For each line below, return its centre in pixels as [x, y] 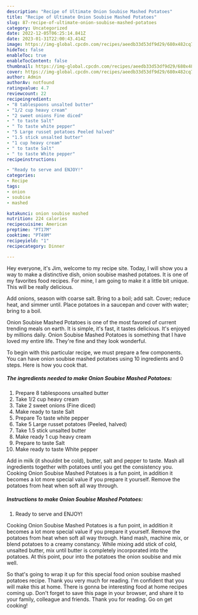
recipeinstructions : [32, 159]
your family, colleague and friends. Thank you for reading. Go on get [90, 599]
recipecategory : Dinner [36, 246]
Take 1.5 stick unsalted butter [51, 431]
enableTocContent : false [37, 61]
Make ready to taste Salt [45, 412]
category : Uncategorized [37, 28]
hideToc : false [25, 50]
